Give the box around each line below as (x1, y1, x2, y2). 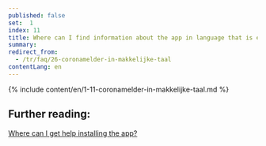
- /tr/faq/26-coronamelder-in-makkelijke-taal (15, 56, 172, 64)
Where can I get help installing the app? (8, 128, 138, 138)
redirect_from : (8, 48, 59, 56)
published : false (8, 11, 66, 20)
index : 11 (8, 26, 41, 34)
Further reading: (8, 107, 91, 121)
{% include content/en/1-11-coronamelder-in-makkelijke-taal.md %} (8, 84, 230, 94)
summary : (8, 41, 37, 49)
